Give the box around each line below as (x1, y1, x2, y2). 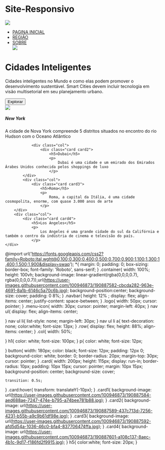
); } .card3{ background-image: (66, 413, 129, 419)
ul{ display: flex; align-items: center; (5, 308, 78, 314)
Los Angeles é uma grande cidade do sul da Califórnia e (40, 229, 160, 234)
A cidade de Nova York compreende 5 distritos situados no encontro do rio (5, 128, 157, 134)
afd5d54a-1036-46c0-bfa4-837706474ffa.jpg (5, 423, 99, 429)
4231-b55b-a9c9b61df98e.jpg (5, 413, 66, 419)
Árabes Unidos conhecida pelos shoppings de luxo (5, 164, 109, 169)
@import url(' (5, 251, 32, 257)
